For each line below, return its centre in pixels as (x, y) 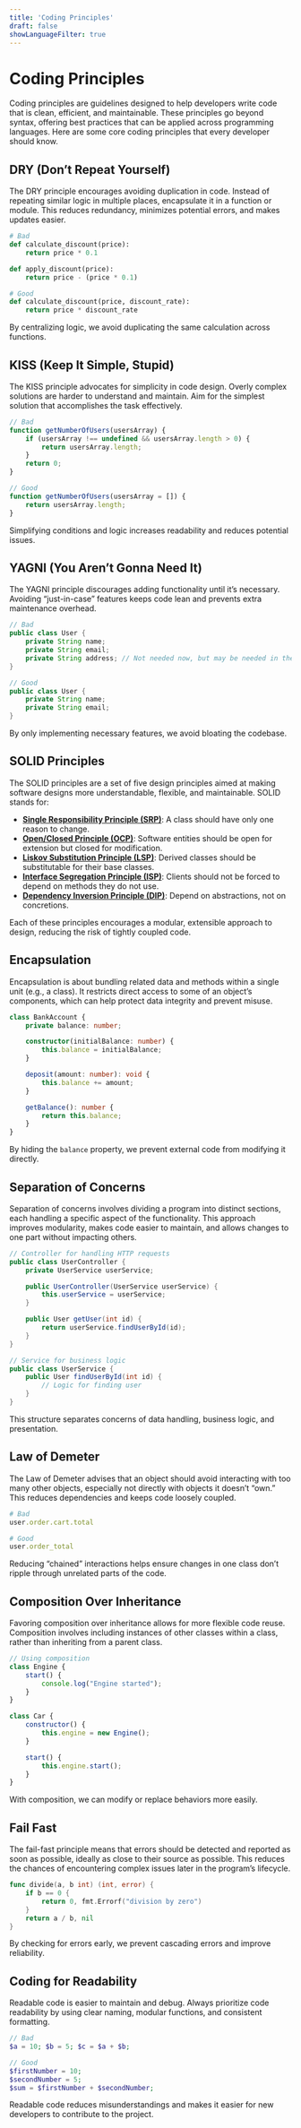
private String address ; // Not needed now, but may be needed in (152, 658)
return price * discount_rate (82, 310)
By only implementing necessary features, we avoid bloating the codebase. (148, 733)
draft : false (34, 26)
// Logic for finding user (92, 1385)
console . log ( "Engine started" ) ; (102, 1684)
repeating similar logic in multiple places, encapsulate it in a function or (141, 201)
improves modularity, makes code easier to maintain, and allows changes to (149, 1228)
